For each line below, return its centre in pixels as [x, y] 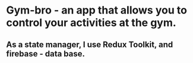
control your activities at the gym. [91, 23]
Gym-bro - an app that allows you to [96, 10]
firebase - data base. [45, 54]
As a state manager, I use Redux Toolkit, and [90, 44]
